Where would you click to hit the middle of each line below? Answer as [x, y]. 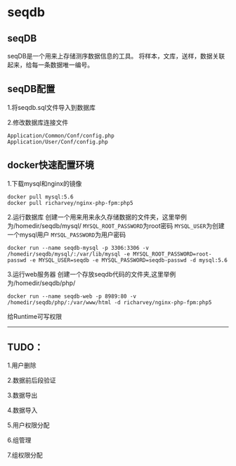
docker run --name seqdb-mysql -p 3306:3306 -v [78, 248]
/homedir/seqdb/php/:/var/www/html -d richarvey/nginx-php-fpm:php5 [110, 302]
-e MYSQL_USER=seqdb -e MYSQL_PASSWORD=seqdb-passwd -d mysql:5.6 [129, 260]
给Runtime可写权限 [34, 316]
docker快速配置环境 [51, 165]
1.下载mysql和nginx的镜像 [45, 183]
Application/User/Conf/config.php [58, 141]
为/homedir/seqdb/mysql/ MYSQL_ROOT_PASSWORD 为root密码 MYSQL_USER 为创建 [116, 225]
